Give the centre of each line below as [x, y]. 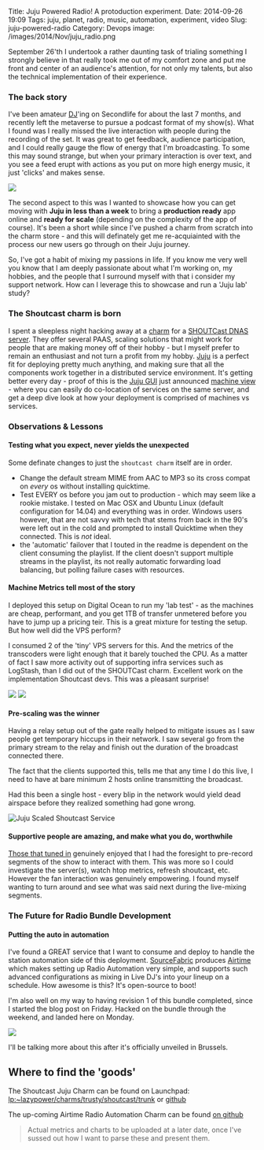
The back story [38, 97]
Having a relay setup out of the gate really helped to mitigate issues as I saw [132, 731]
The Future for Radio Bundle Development [90, 916]
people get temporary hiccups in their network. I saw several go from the [126, 739]
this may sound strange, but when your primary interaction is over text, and [130, 156]
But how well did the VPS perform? [65, 630]
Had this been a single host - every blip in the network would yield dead [125, 794]
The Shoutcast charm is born [65, 314]
